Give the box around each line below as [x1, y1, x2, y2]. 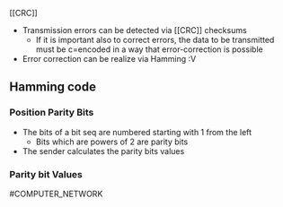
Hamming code [9, 80, 97, 95]
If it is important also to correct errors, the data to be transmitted [35, 35, 275, 45]
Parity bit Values [9, 168, 84, 180]
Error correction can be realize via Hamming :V [22, 54, 197, 64]
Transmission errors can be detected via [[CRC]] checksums [22, 25, 247, 35]
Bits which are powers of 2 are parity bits [35, 136, 189, 147]
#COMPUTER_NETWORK [9, 188, 103, 199]
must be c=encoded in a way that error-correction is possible [35, 44, 263, 55]
